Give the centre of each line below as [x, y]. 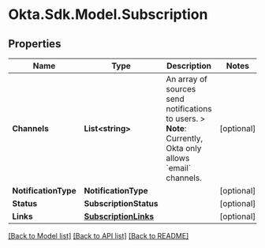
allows [178, 158]
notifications [189, 109]
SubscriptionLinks [119, 216]
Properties [35, 44]
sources [181, 89]
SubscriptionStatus [121, 203]
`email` [179, 168]
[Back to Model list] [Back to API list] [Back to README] [99, 236]
